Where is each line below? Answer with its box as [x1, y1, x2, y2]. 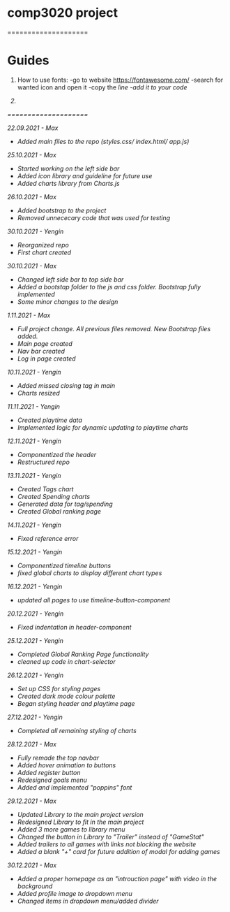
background [17, 882, 53, 890]
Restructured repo [17, 458, 70, 466]
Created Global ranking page [17, 507, 102, 515]
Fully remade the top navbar [17, 753, 100, 762]
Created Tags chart [17, 484, 75, 493]
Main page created [17, 339, 73, 347]
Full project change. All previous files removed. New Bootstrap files [17, 324, 211, 333]
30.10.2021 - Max [7, 261, 57, 270]
